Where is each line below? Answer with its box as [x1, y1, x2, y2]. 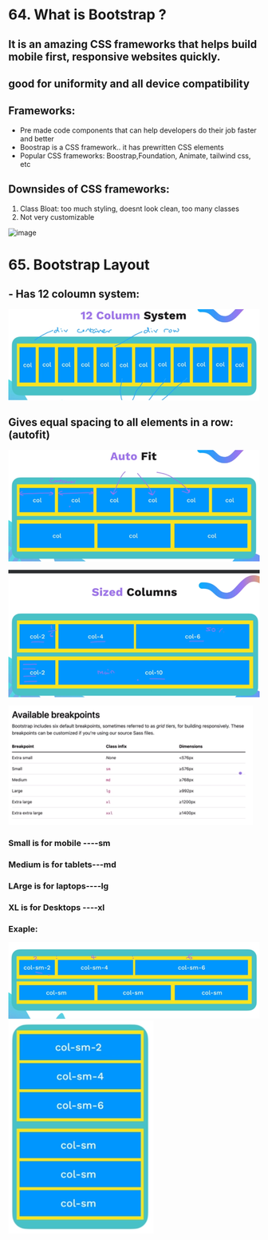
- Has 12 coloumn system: [8, 288, 140, 301]
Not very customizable [19, 212, 95, 221]
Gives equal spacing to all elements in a [8, 415, 209, 429]
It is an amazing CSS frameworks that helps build [8, 38, 258, 51]
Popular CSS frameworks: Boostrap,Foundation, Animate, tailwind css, [19, 150, 251, 161]
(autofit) [8, 428, 50, 442]
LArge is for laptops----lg [8, 880, 109, 892]
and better [19, 133, 54, 143]
